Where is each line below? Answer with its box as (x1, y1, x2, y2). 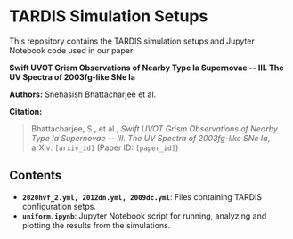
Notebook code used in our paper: (9, 44, 136, 55)
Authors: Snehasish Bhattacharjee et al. (9, 89, 157, 100)
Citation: (9, 106, 43, 116)
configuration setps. (21, 201, 96, 211)
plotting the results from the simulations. (21, 219, 171, 230)
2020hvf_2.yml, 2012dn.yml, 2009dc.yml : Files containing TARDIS (21, 191, 263, 202)
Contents (9, 168, 62, 183)
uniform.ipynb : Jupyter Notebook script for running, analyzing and (21, 211, 267, 221)
